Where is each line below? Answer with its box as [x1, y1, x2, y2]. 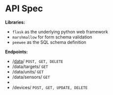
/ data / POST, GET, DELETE [12, 58, 63, 64]
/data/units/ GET [12, 68, 44, 74]
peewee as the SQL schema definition [12, 39, 86, 45]
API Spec [5, 3, 43, 14]
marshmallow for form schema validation [12, 34, 92, 40]
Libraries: [5, 19, 26, 25]
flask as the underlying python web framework [12, 29, 108, 34]
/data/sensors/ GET [12, 74, 50, 80]
